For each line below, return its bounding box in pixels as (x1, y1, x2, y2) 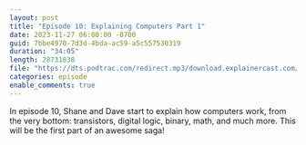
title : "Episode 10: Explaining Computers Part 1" (9, 22, 206, 31)
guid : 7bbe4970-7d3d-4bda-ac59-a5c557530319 (9, 38, 181, 48)
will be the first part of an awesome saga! (9, 124, 166, 136)
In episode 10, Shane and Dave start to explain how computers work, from (9, 105, 287, 116)
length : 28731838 (9, 55, 76, 64)
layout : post (9, 13, 59, 23)
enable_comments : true (9, 81, 96, 90)
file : (9, 64, 30, 73)
